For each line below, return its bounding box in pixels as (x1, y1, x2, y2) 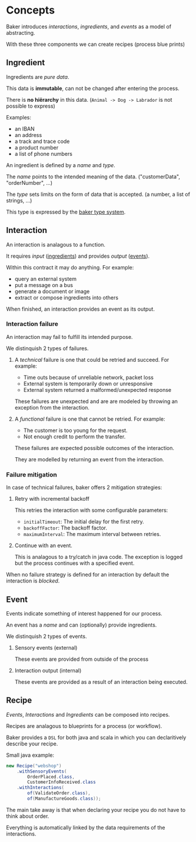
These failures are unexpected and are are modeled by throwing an (14, 398, 178, 405)
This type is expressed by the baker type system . (6, 208, 126, 215)
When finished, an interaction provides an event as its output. (6, 305, 155, 312)
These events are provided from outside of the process (14, 655, 149, 663)
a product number (14, 144, 59, 151)
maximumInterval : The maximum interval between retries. (23, 531, 161, 538)
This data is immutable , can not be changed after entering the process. (6, 85, 180, 92)
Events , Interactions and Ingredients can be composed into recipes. (6, 711, 170, 718)
